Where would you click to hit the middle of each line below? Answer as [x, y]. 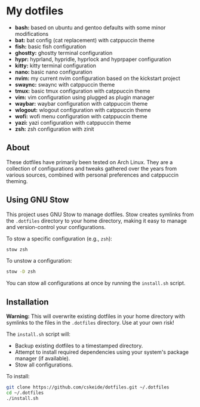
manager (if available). [42, 359]
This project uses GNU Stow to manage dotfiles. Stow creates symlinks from [100, 214]
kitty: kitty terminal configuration [56, 65]
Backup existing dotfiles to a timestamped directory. [79, 346]
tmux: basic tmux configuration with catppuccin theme [82, 91]
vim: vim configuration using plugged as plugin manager [84, 97]
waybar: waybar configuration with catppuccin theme [81, 103]
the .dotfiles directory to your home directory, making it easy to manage [96, 221]
